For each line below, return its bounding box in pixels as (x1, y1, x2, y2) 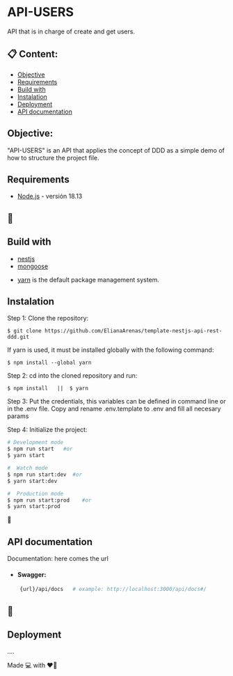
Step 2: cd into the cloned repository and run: (7, 371, 138, 380)
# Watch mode (7, 465, 49, 472)
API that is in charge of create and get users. (7, 27, 136, 36)
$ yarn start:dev (7, 477, 58, 484)
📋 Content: (7, 48, 58, 60)
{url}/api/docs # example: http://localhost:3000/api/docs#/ (19, 586, 207, 593)
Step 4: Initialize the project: (7, 426, 88, 434)
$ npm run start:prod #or (7, 496, 92, 504)
